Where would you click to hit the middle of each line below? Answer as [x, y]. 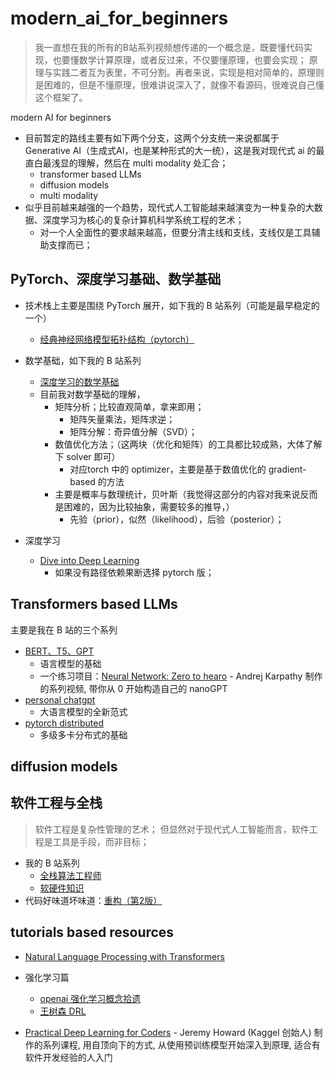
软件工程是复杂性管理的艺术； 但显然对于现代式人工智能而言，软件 [172, 829]
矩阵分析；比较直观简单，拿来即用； [129, 406]
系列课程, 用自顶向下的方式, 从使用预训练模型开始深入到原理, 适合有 [181, 1044]
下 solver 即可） [87, 456]
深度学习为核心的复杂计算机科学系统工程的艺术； [143, 219]
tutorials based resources [92, 932]
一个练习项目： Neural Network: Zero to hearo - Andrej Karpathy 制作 [181, 676]
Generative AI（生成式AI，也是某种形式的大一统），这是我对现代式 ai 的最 [174, 150]
